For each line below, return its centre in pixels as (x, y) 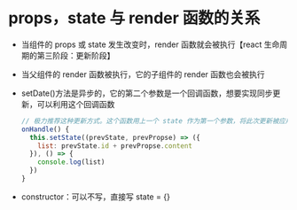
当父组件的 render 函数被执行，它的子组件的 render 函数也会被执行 (143, 74)
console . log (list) (71, 162)
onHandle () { (45, 129)
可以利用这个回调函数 (76, 104)
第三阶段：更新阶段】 (76, 55)
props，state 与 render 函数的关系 (134, 18)
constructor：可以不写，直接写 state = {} (95, 197)
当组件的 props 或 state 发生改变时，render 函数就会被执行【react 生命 (150, 44)
